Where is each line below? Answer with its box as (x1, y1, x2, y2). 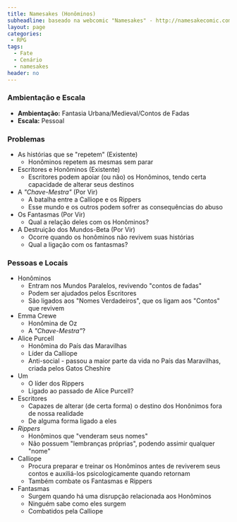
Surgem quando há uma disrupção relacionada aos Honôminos (28, 492, 212, 501)
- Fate (13, 50, 33, 57)
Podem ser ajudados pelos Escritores (28, 289, 137, 298)
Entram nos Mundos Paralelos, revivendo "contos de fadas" (28, 282, 202, 290)
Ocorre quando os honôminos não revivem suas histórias (28, 233, 195, 241)
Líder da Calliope (28, 349, 78, 358)
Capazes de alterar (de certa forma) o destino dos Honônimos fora (28, 402, 222, 410)
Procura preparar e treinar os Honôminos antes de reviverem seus (28, 462, 221, 470)
